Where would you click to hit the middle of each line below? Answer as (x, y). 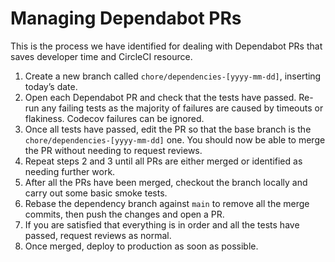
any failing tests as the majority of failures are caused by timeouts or (182, 108)
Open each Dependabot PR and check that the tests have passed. (160, 97)
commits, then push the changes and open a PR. (124, 214)
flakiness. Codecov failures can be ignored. (114, 118)
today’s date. (51, 86)
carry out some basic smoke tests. (96, 193)
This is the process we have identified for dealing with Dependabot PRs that (166, 46)
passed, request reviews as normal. (98, 235)
